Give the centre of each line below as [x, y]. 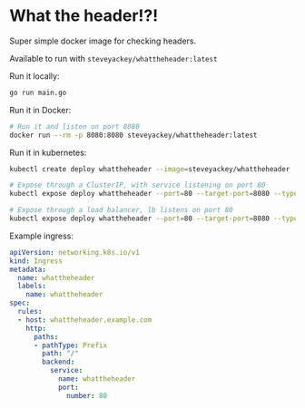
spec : [20, 303]
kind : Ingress [36, 261]
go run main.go [38, 92]
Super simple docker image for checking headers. [103, 41]
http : [36, 328]
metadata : [28, 269]
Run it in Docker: [40, 110]
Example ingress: [42, 236]
